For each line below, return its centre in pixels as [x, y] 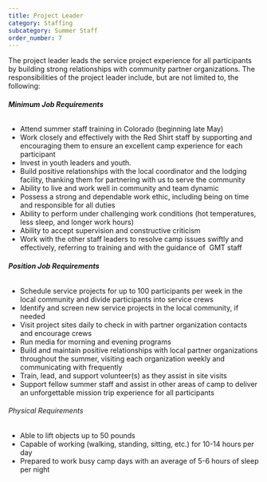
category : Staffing [41, 23]
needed [32, 316]
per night [35, 469]
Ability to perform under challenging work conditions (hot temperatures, [138, 214]
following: [24, 86]
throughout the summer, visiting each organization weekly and [122, 358]
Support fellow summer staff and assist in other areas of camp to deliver [138, 384]
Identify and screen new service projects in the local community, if [129, 307]
